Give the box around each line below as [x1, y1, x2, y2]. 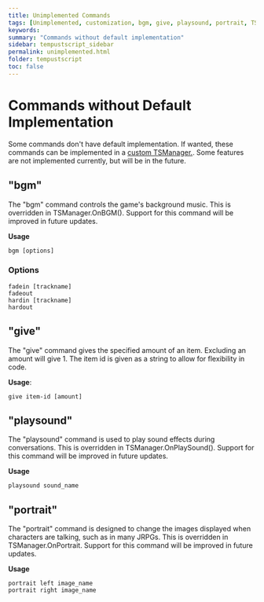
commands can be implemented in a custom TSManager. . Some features [8, 147, 244, 157]
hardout [8, 303, 34, 311]
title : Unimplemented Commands [8, 11, 111, 20]
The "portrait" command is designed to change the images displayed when [8, 524, 251, 534]
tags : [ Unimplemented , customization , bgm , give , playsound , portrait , [8, 19, 247, 27]
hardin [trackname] [8, 296, 72, 304]
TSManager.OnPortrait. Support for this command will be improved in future [8, 541, 253, 550]
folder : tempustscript [8, 56, 82, 64]
